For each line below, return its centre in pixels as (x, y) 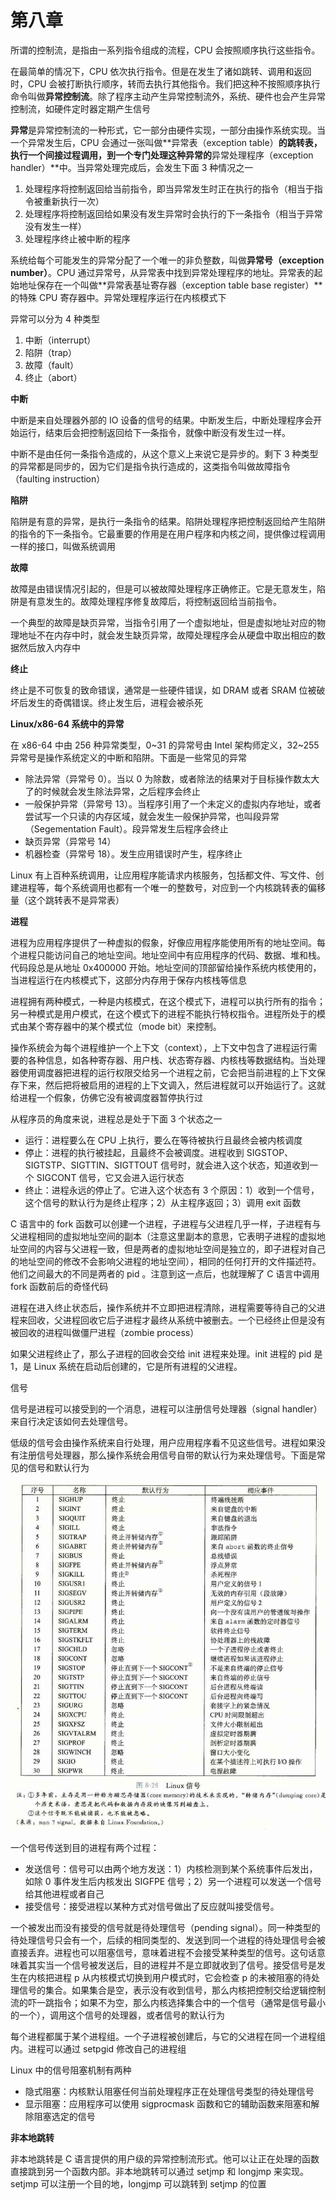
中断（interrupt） (60, 340)
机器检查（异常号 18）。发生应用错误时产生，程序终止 (133, 853)
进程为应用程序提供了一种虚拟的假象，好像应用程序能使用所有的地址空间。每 (168, 942)
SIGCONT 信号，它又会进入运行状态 (110, 1177)
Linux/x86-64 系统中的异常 (67, 723)
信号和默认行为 (58, 1467)
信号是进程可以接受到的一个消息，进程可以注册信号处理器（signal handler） (166, 1408)
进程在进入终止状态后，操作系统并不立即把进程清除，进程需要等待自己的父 (163, 1307)
